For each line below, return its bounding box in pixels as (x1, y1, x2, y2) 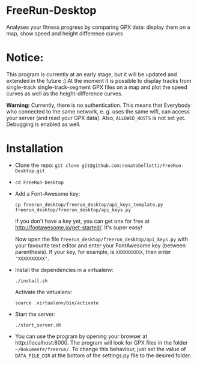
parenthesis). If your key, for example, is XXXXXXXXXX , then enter (14, 248, 171, 255)
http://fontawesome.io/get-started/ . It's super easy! (14, 223, 142, 231)
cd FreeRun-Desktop (14, 179, 64, 186)
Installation (6, 142, 64, 155)
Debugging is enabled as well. (6, 121, 81, 128)
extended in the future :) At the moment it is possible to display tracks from (6, 77, 192, 84)
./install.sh (14, 277, 48, 284)
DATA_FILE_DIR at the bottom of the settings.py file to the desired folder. (14, 352, 192, 359)
